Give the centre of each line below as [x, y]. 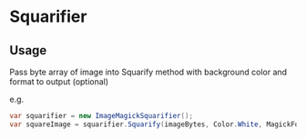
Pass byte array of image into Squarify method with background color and [148, 72]
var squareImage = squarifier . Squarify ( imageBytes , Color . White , [136, 124]
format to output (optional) [59, 82]
